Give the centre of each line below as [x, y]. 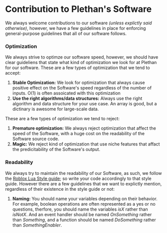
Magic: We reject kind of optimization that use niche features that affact [86, 144]
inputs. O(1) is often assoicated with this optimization [66, 93]
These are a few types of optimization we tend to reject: [62, 119]
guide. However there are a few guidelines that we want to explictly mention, [83, 184]
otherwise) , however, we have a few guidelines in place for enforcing [76, 28]
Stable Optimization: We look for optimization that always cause [79, 82]
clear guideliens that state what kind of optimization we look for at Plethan [81, 63]
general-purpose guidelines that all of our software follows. [66, 33]
